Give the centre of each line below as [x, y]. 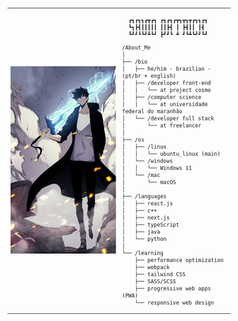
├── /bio [135, 62]
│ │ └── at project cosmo [166, 90]
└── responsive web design [174, 303]
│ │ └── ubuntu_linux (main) [171, 154]
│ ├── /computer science [162, 97]
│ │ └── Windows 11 [157, 168]
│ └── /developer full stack [168, 118]
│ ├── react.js [148, 203]
